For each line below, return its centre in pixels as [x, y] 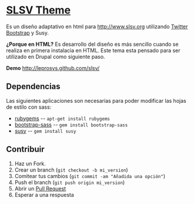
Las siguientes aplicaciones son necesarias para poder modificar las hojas [96, 101]
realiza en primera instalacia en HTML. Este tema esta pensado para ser [93, 50]
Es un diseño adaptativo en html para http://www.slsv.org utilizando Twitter [97, 26]
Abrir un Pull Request [40, 188]
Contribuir [26, 150]
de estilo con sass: [29, 107]
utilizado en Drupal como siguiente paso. [56, 56]
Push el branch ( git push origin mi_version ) [70, 182]
